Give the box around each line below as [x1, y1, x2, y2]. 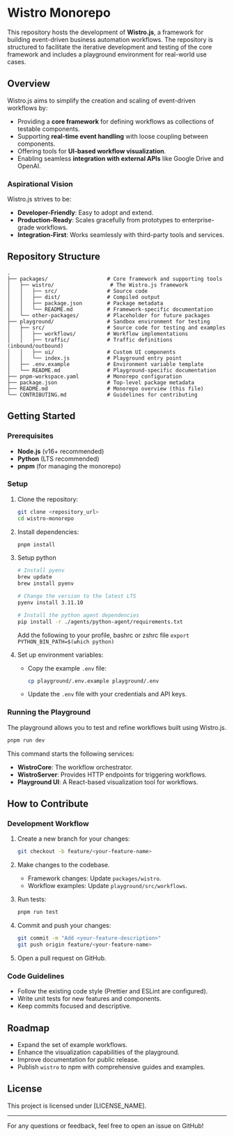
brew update [17, 574, 52, 581]
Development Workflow [7, 818, 89, 828]
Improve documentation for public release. [17, 1055, 140, 1064]
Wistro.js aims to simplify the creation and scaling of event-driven [7, 96, 196, 105]
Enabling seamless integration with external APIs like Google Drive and [17, 154, 224, 162]
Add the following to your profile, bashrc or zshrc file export [17, 631, 189, 639]
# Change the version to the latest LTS [17, 593, 136, 600]
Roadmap [7, 1022, 50, 1034]
